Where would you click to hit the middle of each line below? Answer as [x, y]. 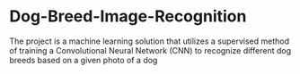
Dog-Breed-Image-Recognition [128, 16]
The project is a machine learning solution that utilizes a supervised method [150, 41]
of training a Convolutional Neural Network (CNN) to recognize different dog [150, 50]
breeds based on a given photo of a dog [84, 60]
